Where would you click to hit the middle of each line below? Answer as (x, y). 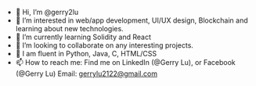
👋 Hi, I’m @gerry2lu (47, 12)
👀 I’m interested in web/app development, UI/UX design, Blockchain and (132, 20)
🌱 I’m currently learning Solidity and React (83, 37)
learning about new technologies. (69, 29)
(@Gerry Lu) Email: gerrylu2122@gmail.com (87, 73)
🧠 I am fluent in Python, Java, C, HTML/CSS (86, 54)
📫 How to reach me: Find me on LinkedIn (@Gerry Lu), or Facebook (126, 62)
